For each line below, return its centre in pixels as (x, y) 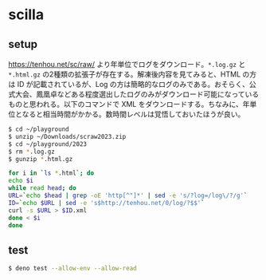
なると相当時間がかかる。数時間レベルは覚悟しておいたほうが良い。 (133, 114)
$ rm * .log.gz (32, 152)
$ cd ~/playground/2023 (48, 144)
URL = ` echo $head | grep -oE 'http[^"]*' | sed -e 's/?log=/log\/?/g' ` (128, 195)
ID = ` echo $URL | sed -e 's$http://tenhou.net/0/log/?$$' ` (106, 203)
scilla (26, 15)
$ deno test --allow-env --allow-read (72, 269)
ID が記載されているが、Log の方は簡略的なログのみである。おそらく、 (133, 84)
